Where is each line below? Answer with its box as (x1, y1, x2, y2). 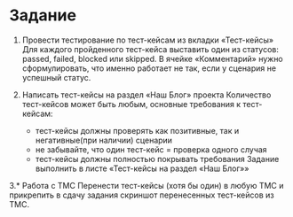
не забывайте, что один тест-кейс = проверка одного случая (35, 143, 268, 155)
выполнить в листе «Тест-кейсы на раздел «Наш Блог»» (35, 163, 249, 174)
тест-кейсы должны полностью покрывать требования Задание (35, 153, 280, 164)
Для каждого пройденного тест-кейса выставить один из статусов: (21, 43, 280, 54)
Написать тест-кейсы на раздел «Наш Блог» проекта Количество (21, 89, 272, 100)
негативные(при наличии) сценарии (35, 135, 173, 145)
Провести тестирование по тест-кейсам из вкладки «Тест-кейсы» (21, 35, 273, 45)
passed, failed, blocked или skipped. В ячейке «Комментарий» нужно (21, 53, 284, 64)
